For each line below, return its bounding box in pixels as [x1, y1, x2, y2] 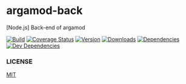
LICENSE [6, 57, 33, 66]
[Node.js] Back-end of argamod [6, 24, 86, 31]
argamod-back [6, 4, 83, 18]
